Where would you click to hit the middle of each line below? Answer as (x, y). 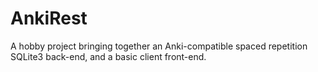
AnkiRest (49, 18)
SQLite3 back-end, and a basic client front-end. (108, 56)
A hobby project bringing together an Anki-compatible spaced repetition (159, 46)
